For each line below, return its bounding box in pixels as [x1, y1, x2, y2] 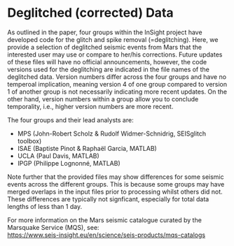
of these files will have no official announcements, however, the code [7, 57, 207, 66]
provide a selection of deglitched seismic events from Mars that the [7, 43, 202, 51]
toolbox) [17, 136, 42, 145]
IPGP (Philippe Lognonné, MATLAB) [17, 159, 121, 167]
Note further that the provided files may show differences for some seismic [7, 173, 224, 181]
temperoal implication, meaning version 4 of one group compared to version [7, 80, 228, 88]
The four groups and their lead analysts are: [7, 115, 135, 124]
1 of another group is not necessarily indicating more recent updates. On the [7, 87, 228, 96]
